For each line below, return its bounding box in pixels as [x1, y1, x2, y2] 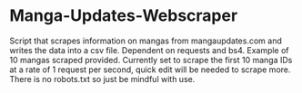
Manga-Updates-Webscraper [9, 5, 238, 26]
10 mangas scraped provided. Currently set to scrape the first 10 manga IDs [9, 54, 293, 65]
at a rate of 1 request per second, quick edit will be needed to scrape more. [9, 64, 291, 75]
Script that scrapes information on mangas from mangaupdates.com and [9, 35, 282, 46]
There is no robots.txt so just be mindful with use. [9, 73, 196, 84]
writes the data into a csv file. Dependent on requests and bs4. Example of [9, 44, 289, 55]
